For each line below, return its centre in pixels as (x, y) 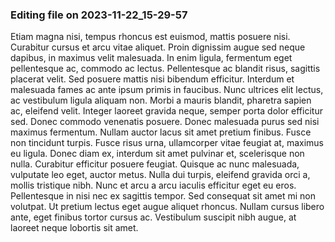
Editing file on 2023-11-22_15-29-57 (99, 15)
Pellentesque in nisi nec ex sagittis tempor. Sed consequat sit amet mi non (163, 196)
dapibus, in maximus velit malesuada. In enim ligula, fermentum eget (151, 58)
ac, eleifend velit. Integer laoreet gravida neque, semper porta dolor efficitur (166, 111)
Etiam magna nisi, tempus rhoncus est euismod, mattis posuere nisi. (150, 37)
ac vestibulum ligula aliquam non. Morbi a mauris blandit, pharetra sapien (161, 100)
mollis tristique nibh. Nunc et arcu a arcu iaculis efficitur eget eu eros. (153, 185)
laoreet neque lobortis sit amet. (74, 228)
